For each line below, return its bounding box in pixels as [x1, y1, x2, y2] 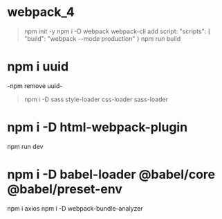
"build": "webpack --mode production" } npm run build [24, 34, 181, 42]
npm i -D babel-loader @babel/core [7, 167, 216, 182]
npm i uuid [7, 59, 69, 75]
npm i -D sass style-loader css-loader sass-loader [24, 95, 168, 103]
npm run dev [7, 142, 44, 150]
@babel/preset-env [7, 182, 123, 197]
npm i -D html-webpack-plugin [7, 119, 188, 135]
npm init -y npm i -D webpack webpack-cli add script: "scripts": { [24, 27, 211, 35]
